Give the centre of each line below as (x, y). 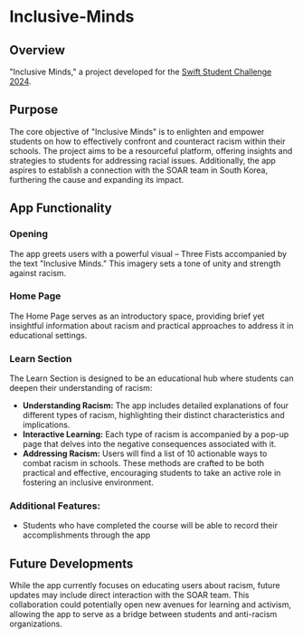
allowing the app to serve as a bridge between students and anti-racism (143, 614)
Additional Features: (55, 506)
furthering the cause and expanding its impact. (97, 179)
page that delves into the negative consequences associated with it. (149, 444)
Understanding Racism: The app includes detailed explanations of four (156, 405)
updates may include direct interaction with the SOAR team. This (129, 595)
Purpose (34, 110)
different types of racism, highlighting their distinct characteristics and (153, 415)
